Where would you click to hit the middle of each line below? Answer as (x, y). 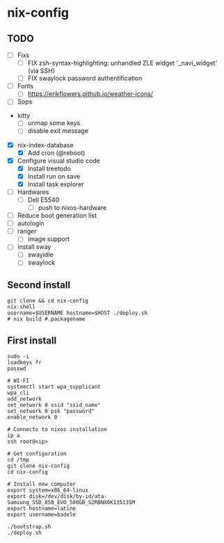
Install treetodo (49, 168)
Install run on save (54, 176)
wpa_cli (18, 393)
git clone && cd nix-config (48, 301)
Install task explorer (56, 184)
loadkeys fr (24, 363)
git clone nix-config (39, 466)
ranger (27, 232)
